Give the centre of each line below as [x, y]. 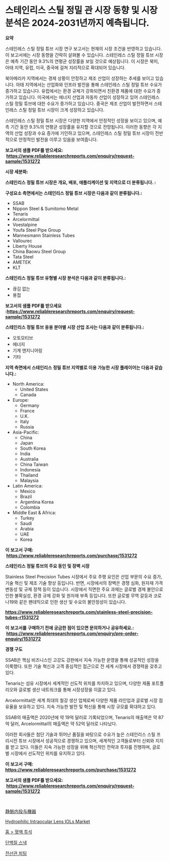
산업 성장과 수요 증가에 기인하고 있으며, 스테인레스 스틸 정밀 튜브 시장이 [84, 133]
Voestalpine [25, 225]
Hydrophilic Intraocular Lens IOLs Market [48, 821]
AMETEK [22, 262]
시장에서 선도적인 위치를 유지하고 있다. [48, 753]
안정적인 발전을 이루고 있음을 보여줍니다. [58, 139]
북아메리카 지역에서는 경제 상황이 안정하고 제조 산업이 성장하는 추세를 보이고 [80, 78]
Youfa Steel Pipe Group [37, 230]
